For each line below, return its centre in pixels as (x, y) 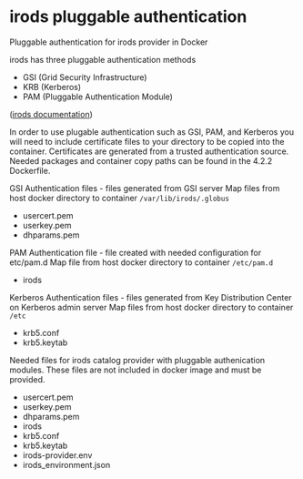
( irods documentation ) (51, 114)
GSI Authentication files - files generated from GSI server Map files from (145, 188)
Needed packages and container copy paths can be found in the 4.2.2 (141, 160)
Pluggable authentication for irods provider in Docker (109, 42)
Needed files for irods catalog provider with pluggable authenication (137, 360)
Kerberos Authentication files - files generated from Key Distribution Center (151, 297)
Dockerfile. (30, 170)
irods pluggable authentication (128, 17)
